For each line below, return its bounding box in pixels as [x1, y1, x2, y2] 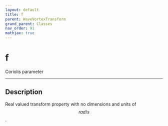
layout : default [5, 7, 39, 12]
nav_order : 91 [5, 26, 35, 31]
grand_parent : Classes [5, 21, 52, 26]
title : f [5, 12, 23, 17]
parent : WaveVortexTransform [5, 16, 66, 21]
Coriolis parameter [5, 68, 43, 74]
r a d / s [78, 108, 90, 115]
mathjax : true [5, 30, 35, 35]
